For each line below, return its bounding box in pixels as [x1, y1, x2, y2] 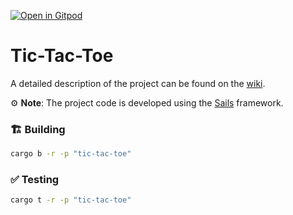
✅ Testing [10, 173, 60, 187]
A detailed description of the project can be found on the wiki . [10, 77, 266, 89]
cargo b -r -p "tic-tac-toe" [10, 149, 132, 159]
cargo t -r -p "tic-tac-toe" [10, 195, 132, 205]
